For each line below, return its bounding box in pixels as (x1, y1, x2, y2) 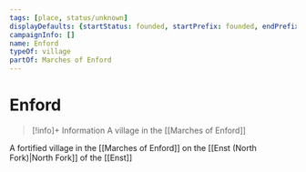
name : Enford (9, 38, 59, 48)
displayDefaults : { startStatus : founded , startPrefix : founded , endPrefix (9, 22, 300, 31)
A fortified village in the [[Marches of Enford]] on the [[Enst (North (9, 142, 258, 153)
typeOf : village (9, 47, 71, 56)
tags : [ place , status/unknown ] (9, 13, 128, 23)
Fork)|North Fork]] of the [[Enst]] (9, 152, 133, 163)
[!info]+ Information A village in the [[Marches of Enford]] (31, 125, 246, 136)
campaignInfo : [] (9, 30, 76, 39)
